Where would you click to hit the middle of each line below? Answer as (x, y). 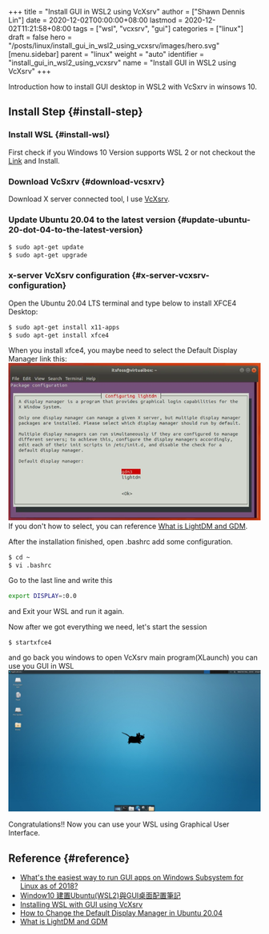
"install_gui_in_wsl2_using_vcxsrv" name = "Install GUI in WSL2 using (122, 63)
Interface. (24, 833)
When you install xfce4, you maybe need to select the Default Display (123, 350)
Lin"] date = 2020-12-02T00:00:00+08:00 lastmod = (96, 20)
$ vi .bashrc (30, 565)
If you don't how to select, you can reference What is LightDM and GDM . (128, 526)
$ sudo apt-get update (46, 248)
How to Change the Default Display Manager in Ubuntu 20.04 (121, 913)
